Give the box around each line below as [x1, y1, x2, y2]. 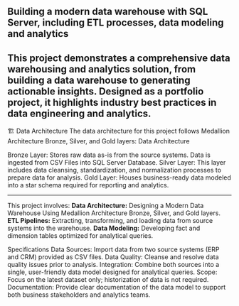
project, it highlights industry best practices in [7, 96, 217, 109]
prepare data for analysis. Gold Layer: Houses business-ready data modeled [7, 173, 231, 182]
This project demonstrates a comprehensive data [7, 52, 230, 64]
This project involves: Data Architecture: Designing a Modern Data [7, 202, 204, 210]
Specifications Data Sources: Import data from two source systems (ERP [7, 245, 220, 254]
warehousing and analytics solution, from [7, 63, 196, 75]
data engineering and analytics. [7, 107, 152, 119]
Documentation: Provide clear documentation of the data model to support [7, 283, 226, 292]
